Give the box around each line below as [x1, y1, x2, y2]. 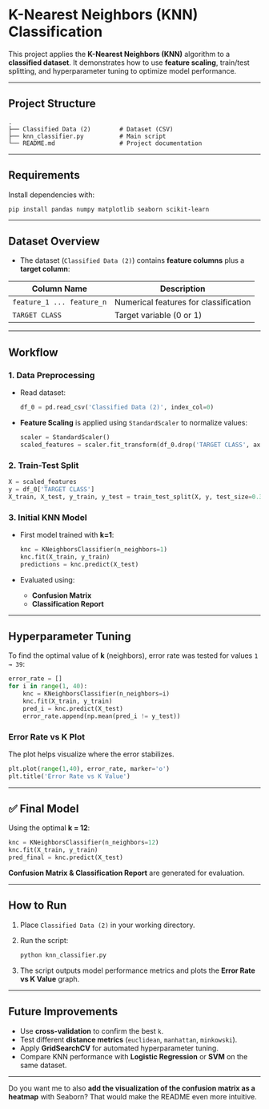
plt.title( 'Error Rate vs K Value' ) [8, 772, 130, 780]
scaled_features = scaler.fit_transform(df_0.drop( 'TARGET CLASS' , [19, 441, 251, 449]
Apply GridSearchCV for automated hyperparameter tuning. [19, 1043, 219, 1053]
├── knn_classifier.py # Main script [8, 132, 167, 140]
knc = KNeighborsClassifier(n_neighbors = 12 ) [8, 839, 159, 847]
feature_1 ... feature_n [12, 298, 107, 307]
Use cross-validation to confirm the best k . [19, 1026, 164, 1035]
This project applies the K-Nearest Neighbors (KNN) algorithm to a [8, 49, 231, 58]
